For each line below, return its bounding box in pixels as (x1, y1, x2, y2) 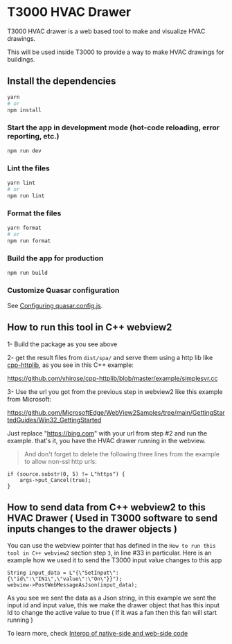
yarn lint (7, 179, 36, 186)
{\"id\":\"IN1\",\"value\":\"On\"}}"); (7, 575, 123, 582)
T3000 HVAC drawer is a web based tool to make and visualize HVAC (7, 27, 206, 35)
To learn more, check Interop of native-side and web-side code (7, 629, 188, 638)
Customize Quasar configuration (7, 285, 120, 295)
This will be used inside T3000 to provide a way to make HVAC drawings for (7, 48, 224, 56)
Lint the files (7, 163, 50, 173)
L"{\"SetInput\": (69, 569, 119, 577)
